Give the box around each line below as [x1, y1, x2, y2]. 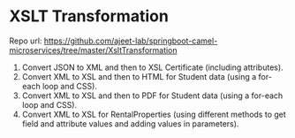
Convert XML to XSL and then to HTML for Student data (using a [21, 71, 257, 81]
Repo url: [9, 35, 42, 46]
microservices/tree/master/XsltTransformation [9, 44, 178, 55]
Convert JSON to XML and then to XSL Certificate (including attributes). [21, 62, 284, 73]
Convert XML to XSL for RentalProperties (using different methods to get [21, 109, 287, 119]
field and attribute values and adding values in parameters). [21, 118, 239, 129]
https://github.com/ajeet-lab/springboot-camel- [43, 35, 218, 46]
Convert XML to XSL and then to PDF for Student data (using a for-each [21, 90, 284, 101]
